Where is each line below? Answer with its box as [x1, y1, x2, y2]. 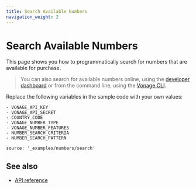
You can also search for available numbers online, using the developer [20, 76, 190, 83]
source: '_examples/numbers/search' [6, 145, 95, 152]
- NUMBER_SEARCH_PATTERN [6, 135, 67, 141]
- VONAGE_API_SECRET [6, 110, 57, 116]
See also [6, 161, 38, 171]
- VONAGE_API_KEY [6, 104, 49, 111]
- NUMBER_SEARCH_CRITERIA [6, 130, 69, 136]
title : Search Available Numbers [6, 8, 88, 15]
